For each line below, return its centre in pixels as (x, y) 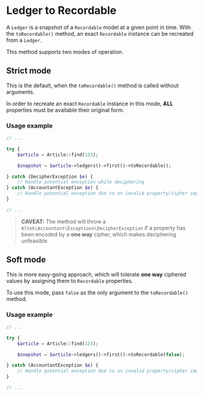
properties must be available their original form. (66, 110)
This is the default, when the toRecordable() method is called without (93, 85)
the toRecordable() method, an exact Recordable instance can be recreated (100, 33)
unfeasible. (35, 241)
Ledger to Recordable (61, 11)
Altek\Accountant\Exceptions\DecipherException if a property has (103, 228)
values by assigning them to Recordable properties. (70, 281)
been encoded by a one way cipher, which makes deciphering (98, 234)
